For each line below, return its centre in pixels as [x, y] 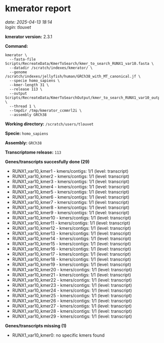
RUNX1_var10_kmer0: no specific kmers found [58, 335]
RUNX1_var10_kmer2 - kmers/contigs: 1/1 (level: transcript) [71, 176]
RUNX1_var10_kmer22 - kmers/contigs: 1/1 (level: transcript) [72, 280]
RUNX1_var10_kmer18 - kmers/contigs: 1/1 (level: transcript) [72, 259]
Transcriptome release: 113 [33, 152]
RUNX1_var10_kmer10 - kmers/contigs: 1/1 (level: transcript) [72, 218]
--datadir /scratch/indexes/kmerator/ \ [51, 68]
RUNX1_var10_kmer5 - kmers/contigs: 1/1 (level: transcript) [71, 192]
